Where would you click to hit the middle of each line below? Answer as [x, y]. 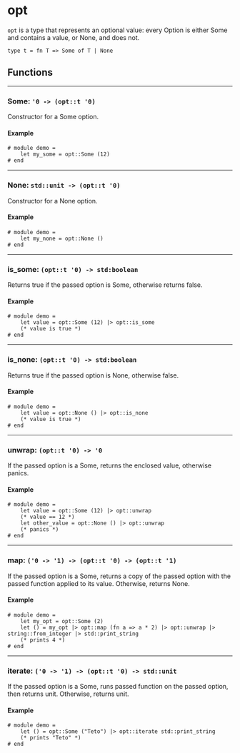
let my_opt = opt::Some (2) [62, 621]
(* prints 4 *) [43, 640]
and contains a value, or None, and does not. [74, 37]
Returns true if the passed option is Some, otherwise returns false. [105, 285]
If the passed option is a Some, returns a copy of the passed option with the [119, 576]
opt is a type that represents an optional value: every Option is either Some [117, 30]
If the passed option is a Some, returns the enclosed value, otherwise [110, 465]
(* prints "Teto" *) [51, 738]
